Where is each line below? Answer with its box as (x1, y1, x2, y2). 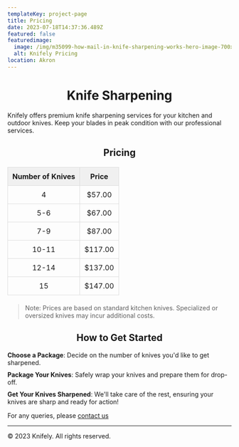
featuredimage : (7, 37, 53, 44)
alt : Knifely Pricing (14, 51, 78, 58)
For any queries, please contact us (7, 411, 109, 420)
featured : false (7, 30, 55, 38)
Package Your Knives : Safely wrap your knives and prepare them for (7, 370, 210, 379)
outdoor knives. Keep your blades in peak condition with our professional (7, 118, 222, 127)
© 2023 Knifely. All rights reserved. (7, 431, 112, 440)
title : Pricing (7, 17, 53, 24)
